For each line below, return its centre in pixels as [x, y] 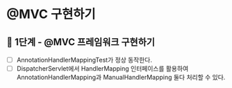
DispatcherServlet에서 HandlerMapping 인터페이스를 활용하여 [102, 69]
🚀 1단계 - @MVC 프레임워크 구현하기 [81, 42]
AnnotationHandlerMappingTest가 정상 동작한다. [84, 60]
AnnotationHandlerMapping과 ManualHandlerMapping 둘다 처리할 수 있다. [121, 78]
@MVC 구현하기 [51, 14]
